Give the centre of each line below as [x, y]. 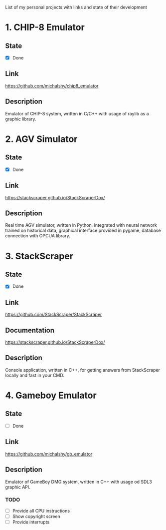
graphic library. [21, 119]
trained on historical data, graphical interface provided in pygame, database [83, 231]
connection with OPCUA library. [38, 236]
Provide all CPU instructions [41, 511]
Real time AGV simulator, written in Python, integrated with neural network [81, 225]
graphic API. [18, 487]
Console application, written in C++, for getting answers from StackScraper [83, 370]
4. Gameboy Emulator [51, 395]
